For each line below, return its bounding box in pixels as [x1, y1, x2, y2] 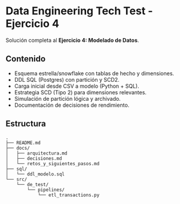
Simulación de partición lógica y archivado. [14, 95, 121, 102]
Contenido [5, 54, 46, 64]
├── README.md [5, 140, 41, 146]
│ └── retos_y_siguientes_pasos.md [5, 160, 100, 166]
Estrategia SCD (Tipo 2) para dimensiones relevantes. [14, 88, 147, 96]
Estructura [5, 119, 46, 129]
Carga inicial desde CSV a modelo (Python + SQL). [14, 82, 139, 89]
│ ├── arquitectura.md [5, 150, 68, 156]
